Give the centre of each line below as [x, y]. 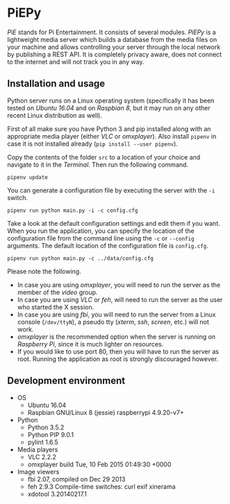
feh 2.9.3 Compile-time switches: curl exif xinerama [101, 487]
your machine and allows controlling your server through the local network [114, 47]
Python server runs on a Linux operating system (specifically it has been [111, 100]
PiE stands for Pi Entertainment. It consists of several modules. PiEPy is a [112, 32]
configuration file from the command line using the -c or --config [101, 238]
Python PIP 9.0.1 [51, 434]
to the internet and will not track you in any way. [76, 61]
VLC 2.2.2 [42, 457]
